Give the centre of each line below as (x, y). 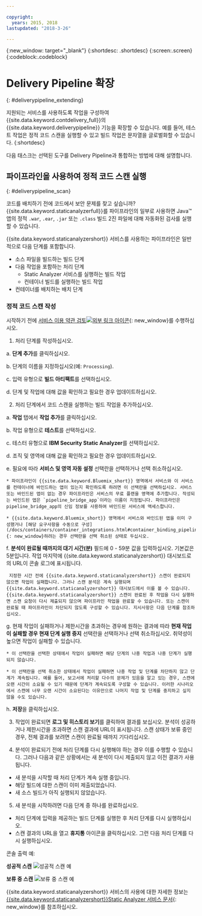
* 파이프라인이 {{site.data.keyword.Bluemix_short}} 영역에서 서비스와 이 (92, 481)
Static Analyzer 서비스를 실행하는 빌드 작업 (75, 274)
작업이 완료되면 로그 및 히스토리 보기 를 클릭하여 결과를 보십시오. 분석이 (97, 722)
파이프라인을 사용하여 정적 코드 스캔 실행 (76, 176)
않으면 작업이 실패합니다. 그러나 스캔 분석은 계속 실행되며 (69, 582)
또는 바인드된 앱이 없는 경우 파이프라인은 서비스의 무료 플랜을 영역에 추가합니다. (93, 494)
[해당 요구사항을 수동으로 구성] (59, 525)
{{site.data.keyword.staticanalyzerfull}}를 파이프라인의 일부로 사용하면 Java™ (99, 211)
